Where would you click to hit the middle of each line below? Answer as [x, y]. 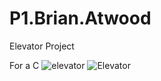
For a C [24, 65]
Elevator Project [42, 46]
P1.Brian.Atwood [80, 18]
